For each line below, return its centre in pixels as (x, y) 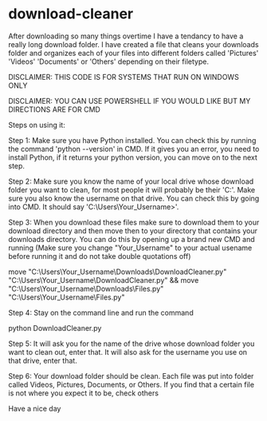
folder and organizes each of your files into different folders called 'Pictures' (133, 53)
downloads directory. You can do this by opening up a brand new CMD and (132, 239)
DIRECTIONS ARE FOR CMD (55, 109)
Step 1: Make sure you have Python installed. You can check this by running (132, 140)
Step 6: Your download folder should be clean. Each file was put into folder (131, 375)
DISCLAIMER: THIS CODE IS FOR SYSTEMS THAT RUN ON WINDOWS (124, 77)
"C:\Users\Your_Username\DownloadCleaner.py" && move (104, 280)
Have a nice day (35, 408)
